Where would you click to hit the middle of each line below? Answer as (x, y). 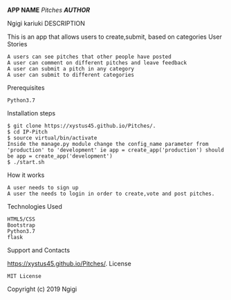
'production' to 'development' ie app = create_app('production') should (116, 150)
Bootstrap (21, 225)
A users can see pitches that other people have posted (89, 57)
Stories (17, 44)
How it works (26, 175)
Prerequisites (26, 88)
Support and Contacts (39, 250)
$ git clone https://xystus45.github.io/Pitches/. (82, 126)
